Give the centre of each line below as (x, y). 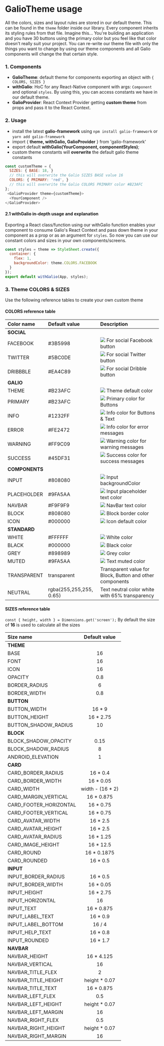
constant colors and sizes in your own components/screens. (66, 240)
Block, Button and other (127, 575)
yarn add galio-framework (38, 137)
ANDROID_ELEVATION (33, 757)
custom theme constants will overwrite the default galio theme (75, 152)
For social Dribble (127, 369)
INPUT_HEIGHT (25, 893)
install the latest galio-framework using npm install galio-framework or (85, 131)
